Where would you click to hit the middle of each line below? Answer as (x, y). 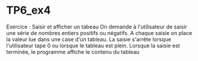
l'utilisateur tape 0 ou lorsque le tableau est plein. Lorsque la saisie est (93, 46)
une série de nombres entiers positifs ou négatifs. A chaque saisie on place (99, 33)
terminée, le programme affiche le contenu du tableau (73, 52)
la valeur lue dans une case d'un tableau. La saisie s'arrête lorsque (89, 39)
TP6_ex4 (28, 10)
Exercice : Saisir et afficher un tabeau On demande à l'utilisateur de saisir (97, 27)
